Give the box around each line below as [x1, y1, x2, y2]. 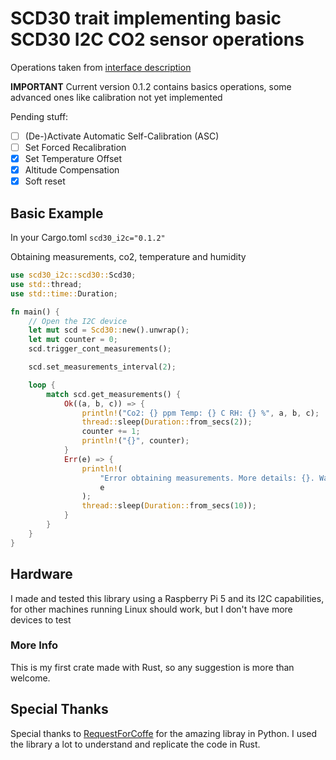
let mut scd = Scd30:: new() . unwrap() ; [28, 325, 190, 336]
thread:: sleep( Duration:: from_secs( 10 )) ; [81, 501, 257, 511]
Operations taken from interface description [10, 61, 192, 73]
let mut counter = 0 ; [28, 335, 118, 345]
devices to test [10, 613, 72, 626]
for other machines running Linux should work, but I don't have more [10, 603, 293, 615]
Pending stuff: [10, 110, 69, 122]
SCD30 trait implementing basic [10, 7, 282, 30]
